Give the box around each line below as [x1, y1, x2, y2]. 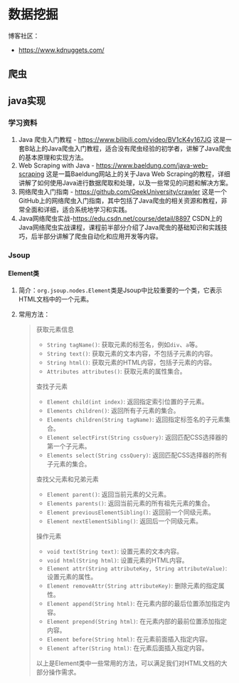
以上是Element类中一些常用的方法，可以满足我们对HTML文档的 [36, 659, 221, 667]
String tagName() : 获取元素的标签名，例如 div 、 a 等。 [46, 340, 202, 349]
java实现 [8, 94, 46, 107]
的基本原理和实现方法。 [18, 153, 87, 162]
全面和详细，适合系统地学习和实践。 [24, 205, 131, 214]
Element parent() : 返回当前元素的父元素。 [46, 490, 170, 499]
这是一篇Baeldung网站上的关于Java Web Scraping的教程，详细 [46, 170, 230, 178]
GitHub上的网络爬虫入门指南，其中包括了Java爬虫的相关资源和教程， [18, 197, 221, 205]
